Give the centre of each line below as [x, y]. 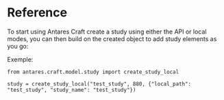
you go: [18, 46]
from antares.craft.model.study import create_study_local [93, 72]
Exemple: [20, 59]
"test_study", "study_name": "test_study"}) [72, 90]
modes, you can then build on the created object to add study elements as [112, 38]
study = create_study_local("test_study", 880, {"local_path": [99, 84]
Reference [37, 13]
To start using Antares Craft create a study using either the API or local [107, 32]
